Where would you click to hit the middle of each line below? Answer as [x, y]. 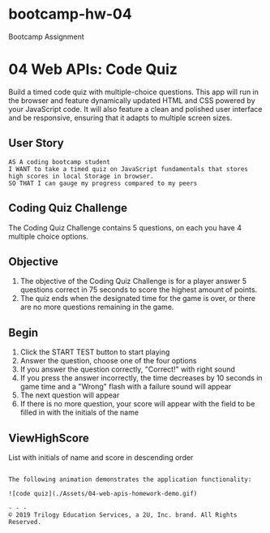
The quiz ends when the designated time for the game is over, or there [138, 299]
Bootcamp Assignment [47, 37]
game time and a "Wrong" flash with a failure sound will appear [126, 387]
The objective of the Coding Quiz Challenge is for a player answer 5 [133, 282]
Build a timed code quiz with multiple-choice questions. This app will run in [134, 92]
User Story [36, 143]
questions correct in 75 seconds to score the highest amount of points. [139, 290]
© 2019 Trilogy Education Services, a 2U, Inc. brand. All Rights [123, 515]
